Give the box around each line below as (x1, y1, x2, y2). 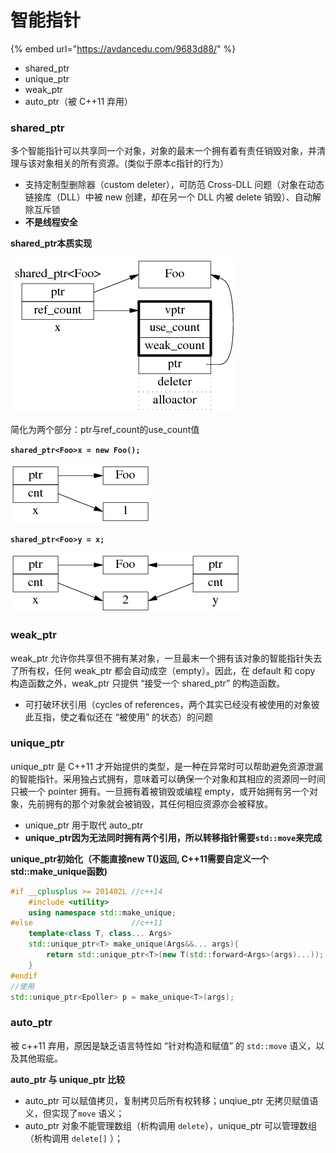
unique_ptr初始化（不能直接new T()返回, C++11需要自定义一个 (10, 852, 269, 865)
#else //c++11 (10, 918, 163, 928)
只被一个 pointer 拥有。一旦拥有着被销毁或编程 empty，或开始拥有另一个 (10, 785, 310, 797)
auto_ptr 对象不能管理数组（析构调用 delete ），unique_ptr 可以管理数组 (24, 1119, 318, 1131)
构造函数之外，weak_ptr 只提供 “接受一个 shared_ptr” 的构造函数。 (10, 677, 286, 689)
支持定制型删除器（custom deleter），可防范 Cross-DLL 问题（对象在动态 (24, 179, 325, 191)
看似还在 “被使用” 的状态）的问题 (77, 711, 214, 723)
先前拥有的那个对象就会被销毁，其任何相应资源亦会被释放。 (27, 797, 273, 810)
